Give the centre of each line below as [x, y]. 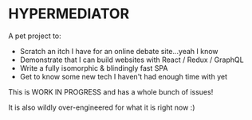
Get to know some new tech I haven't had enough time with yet [123, 76]
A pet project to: [35, 36]
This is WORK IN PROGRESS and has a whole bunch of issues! [111, 91]
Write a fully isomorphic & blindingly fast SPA [94, 68]
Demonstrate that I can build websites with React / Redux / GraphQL [132, 60]
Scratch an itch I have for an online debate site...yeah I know [119, 51]
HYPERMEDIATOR [69, 14]
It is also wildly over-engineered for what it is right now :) [102, 107]
